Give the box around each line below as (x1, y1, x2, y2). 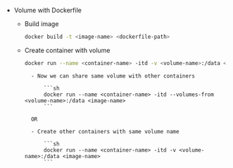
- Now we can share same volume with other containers (30, 72, 196, 80)
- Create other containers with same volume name (30, 128, 180, 135)
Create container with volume (24, 46, 111, 54)
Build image (24, 20, 59, 28)
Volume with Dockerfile (13, 6, 82, 14)
